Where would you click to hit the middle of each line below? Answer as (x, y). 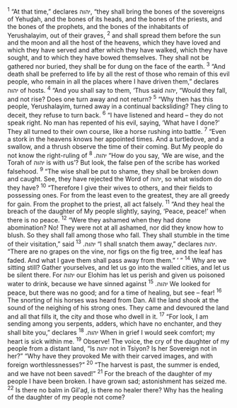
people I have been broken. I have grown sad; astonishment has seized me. (117, 381)
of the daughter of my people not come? (66, 397)
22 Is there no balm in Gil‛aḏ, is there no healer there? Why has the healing (115, 389)
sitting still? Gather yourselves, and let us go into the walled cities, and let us (118, 268)
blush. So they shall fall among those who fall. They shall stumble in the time (118, 235)
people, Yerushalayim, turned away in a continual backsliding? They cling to (118, 106)
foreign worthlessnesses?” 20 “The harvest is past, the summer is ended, (114, 364)
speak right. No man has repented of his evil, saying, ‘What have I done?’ (114, 123)
